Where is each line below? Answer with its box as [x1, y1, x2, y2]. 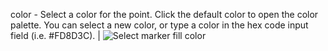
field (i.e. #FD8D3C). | [10, 30, 101, 41]
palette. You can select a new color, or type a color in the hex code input [10, 19, 309, 31]
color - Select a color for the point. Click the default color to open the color [10, 9, 319, 20]
